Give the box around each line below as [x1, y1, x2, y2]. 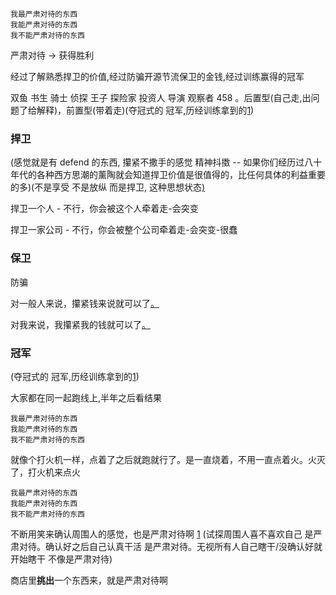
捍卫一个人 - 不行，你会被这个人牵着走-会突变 [10, 203, 199, 215]
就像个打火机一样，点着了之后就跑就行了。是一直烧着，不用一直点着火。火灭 [10, 453, 326, 465]
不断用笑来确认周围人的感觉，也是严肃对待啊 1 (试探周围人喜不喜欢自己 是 [10, 528, 314, 540]
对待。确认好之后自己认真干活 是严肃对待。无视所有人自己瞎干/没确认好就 [18, 540, 323, 552]
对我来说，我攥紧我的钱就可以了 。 [10, 318, 151, 330]
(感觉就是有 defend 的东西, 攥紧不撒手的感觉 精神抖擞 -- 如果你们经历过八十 [10, 156, 323, 168]
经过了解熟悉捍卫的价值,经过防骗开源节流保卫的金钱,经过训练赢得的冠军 [10, 71, 305, 82]
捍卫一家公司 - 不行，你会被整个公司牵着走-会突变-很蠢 [10, 224, 238, 236]
